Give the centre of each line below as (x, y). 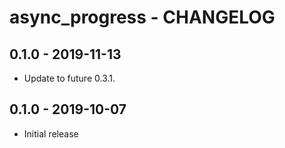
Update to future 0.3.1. (69, 78)
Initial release (51, 133)
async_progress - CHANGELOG (142, 17)
